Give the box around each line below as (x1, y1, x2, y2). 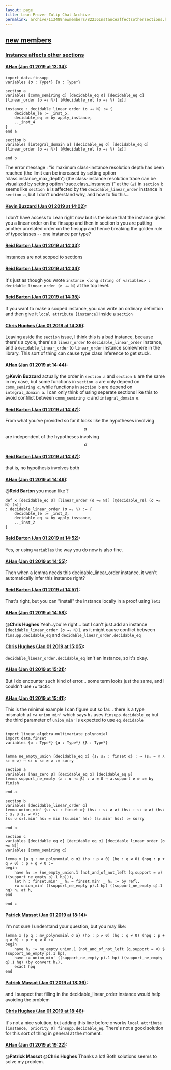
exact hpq (14, 964, 36, 969)
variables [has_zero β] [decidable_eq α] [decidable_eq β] (5, 772, 133, 777)
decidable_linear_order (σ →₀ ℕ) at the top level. (5, 282, 110, 288)
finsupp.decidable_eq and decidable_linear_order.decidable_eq (5, 632, 141, 638)
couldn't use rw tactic (5, 683, 50, 689)
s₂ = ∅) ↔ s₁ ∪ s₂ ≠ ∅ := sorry (5, 758, 74, 763)
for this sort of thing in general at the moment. (5, 1030, 102, 1036)
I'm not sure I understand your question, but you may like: (5, 923, 126, 929)
